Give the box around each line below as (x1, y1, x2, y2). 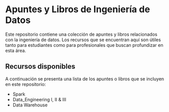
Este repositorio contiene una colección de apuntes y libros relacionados (5, 31, 157, 37)
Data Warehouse (12, 102, 48, 108)
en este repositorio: (5, 81, 46, 87)
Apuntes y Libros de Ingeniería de (5, 4, 150, 15)
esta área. (5, 47, 26, 53)
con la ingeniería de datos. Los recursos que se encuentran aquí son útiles (5, 37, 161, 43)
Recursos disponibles (5, 62, 76, 71)
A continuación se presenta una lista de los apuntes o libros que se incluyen (5, 75, 164, 82)
